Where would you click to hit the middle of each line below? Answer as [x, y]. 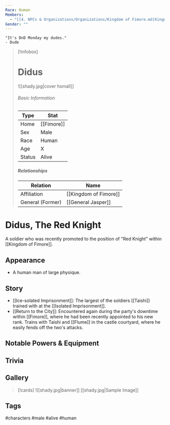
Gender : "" [17, 24]
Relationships [32, 171]
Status [28, 157]
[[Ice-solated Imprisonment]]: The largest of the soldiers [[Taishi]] [81, 300]
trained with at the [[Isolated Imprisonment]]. [59, 306]
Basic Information [36, 98]
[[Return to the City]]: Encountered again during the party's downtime [85, 311]
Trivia [14, 360]
